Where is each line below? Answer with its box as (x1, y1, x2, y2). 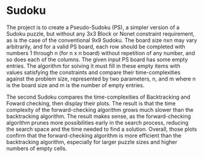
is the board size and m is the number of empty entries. (6, 81, 145, 88)
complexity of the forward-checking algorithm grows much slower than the (6, 106, 194, 113)
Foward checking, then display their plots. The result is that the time (6, 99, 176, 107)
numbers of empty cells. (6, 145, 67, 152)
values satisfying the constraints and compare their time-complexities (6, 68, 181, 76)
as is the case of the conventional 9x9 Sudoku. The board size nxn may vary (6, 36, 198, 44)
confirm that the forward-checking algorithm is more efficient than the (6, 131, 182, 139)
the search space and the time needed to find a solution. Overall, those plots (6, 125, 197, 133)
